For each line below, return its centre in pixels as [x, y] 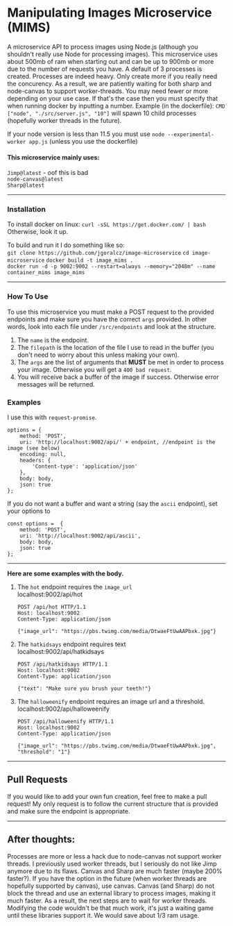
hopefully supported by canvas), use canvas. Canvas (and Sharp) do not [111, 886]
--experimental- [191, 134]
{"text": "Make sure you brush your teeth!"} [84, 689]
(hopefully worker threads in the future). [64, 120]
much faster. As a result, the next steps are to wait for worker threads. [107, 900]
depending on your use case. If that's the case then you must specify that [113, 98]
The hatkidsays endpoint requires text [71, 644]
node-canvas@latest [35, 179]
